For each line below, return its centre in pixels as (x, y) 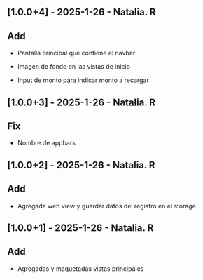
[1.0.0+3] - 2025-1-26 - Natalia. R (82, 102)
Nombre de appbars (46, 143)
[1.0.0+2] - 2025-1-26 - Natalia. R (81, 165)
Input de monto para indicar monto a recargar (83, 80)
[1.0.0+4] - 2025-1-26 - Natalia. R (82, 12)
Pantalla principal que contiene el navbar (76, 53)
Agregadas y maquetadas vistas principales (80, 268)
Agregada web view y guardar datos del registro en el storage (106, 206)
